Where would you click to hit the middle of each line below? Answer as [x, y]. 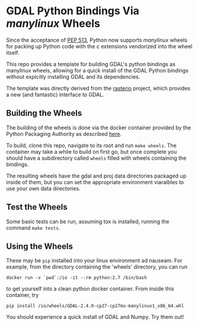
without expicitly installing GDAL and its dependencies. [73, 77]
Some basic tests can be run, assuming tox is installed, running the [88, 221]
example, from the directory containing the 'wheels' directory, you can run [97, 267]
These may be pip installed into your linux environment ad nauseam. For [94, 261]
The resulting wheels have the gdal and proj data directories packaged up [96, 176]
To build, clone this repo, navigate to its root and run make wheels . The [91, 145]
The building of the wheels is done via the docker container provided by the [99, 127]
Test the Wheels [37, 207]
